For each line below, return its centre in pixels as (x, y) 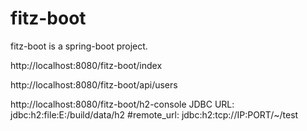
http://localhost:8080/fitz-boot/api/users (94, 84)
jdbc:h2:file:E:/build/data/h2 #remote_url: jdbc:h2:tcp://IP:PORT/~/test (154, 114)
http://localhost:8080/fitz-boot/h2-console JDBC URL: (122, 104)
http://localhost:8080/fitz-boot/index (86, 65)
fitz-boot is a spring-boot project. (79, 46)
